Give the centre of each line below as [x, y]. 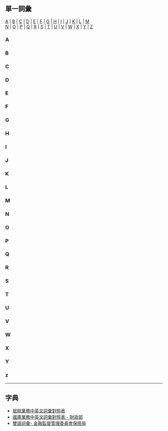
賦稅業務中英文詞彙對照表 [39, 410]
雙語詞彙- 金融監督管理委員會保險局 [49, 423]
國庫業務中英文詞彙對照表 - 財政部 [48, 417]
